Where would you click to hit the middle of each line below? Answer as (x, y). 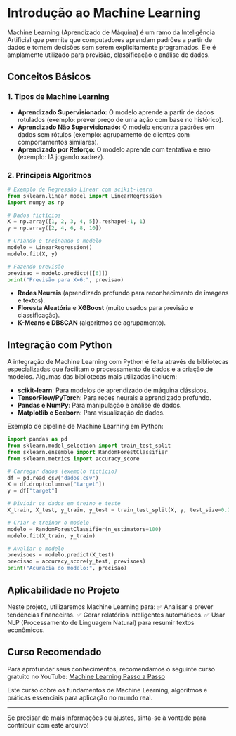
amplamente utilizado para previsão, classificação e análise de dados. (109, 55)
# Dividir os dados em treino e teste (64, 504)
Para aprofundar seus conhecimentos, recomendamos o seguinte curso (111, 669)
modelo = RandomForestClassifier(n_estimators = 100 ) (84, 529)
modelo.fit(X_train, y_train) (52, 536)
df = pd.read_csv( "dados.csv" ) (53, 478)
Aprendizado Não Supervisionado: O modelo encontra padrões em (116, 127)
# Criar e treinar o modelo (48, 523)
